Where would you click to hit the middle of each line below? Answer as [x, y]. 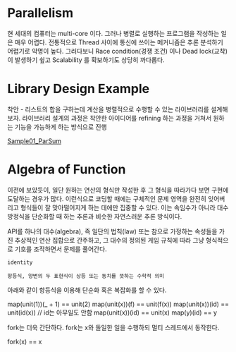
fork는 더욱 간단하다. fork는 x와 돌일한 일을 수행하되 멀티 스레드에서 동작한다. [113, 327]
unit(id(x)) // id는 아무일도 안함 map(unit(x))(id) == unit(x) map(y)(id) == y [112, 312]
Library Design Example [79, 89]
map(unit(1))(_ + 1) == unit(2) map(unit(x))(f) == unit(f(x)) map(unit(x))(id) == [118, 304]
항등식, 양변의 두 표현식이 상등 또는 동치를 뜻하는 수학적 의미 [86, 276]
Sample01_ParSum [35, 141]
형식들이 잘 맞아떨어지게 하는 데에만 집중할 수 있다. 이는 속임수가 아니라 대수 [124, 207]
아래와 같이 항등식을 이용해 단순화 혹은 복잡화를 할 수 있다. [87, 290]
